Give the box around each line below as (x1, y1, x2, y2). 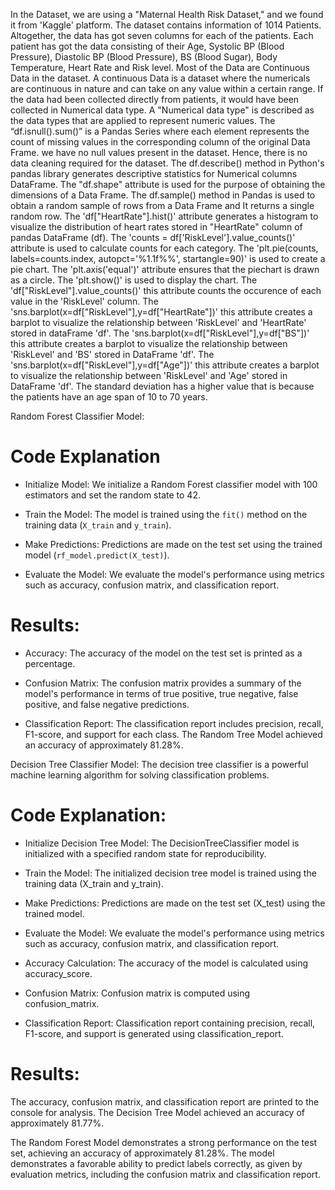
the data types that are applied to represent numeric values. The (10, 115, 276, 126)
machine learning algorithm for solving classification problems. (10, 769, 270, 781)
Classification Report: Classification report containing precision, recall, (24, 1017, 316, 1029)
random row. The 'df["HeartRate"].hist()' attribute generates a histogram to (10, 210, 319, 222)
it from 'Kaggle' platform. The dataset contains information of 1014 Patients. (10, 19, 322, 31)
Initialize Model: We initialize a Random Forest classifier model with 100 (24, 478, 318, 490)
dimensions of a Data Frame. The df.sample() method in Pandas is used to (10, 189, 316, 201)
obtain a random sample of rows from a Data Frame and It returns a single (10, 200, 315, 211)
